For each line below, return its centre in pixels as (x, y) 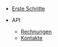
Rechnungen (36, 32)
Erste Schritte (28, 9)
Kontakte (31, 38)
